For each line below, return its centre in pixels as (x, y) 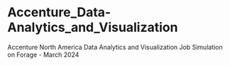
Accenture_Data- (59, 12)
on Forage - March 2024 (43, 55)
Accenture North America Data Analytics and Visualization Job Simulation (115, 47)
